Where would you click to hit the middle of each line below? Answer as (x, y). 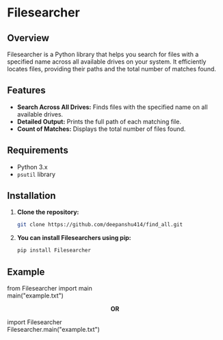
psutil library (36, 174)
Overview (28, 38)
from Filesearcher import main (50, 288)
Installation (31, 196)
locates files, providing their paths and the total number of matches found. (112, 69)
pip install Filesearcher (54, 251)
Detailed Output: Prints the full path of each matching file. (99, 121)
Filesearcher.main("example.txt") (54, 329)
